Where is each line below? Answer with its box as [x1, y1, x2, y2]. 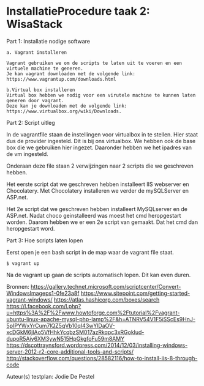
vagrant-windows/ [6, 295, 53, 303]
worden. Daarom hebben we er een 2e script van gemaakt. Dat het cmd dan [6, 218, 198, 226]
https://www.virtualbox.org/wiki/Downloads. [6, 108, 122, 114]
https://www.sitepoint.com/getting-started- [80, 289, 191, 297]
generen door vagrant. [6, 97, 64, 103]
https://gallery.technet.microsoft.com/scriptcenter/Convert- [30, 283, 181, 290]
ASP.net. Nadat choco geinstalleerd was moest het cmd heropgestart [6, 212, 181, 219]
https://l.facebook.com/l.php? [6, 302, 81, 310]
